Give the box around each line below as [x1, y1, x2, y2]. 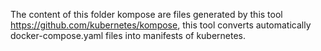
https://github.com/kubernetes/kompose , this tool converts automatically [10, 19, 312, 31]
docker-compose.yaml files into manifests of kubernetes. [10, 30, 247, 41]
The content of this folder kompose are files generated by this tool [10, 9, 283, 20]
